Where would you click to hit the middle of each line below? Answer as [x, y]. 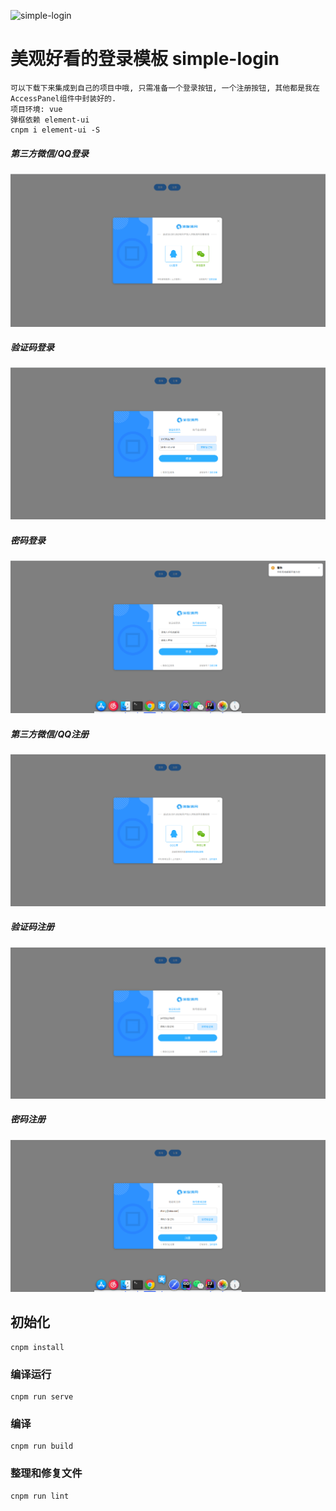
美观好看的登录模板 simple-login [145, 59]
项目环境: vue [36, 109]
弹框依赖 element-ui [50, 120]
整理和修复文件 [46, 1473]
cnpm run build [42, 1446]
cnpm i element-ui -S [55, 130]
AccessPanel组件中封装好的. [63, 98]
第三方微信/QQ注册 [50, 734]
